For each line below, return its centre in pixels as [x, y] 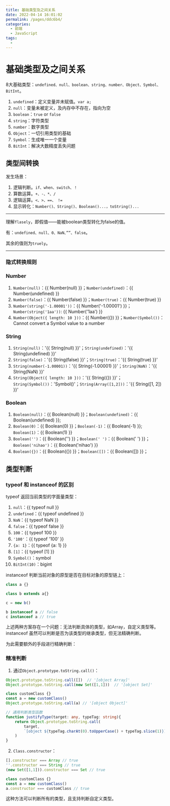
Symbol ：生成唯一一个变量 [40, 139]
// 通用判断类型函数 [24, 712]
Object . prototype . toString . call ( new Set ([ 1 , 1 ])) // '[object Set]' [79, 685]
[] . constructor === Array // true [42, 760]
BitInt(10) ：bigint [33, 564]
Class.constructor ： [35, 751]
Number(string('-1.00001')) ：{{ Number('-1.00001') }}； [72, 306]
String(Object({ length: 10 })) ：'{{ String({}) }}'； [68, 378]
